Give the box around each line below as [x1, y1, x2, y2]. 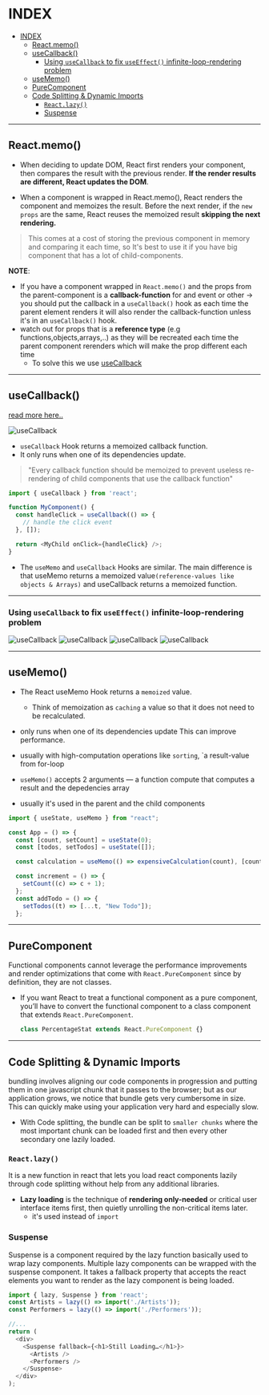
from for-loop [19, 758, 65, 769]
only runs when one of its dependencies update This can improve [19, 726, 237, 736]
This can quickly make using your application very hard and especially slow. [8, 1102, 259, 1112]
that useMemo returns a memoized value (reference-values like [19, 570, 235, 581]
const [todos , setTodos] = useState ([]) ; [15, 843, 156, 851]
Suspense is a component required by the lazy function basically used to [8, 1250, 248, 1260]
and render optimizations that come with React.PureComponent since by [8, 969, 242, 979]
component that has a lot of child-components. [27, 250, 184, 260]
